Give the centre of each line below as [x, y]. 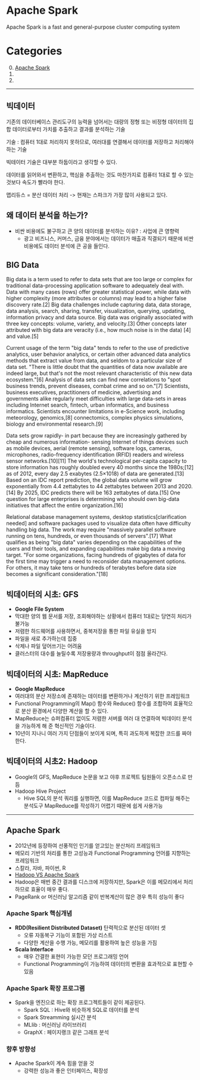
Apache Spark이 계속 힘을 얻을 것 [54, 1063]
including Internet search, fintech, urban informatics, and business [88, 405]
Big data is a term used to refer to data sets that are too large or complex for [99, 279]
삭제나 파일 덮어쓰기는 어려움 [48, 646]
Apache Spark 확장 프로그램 [46, 988]
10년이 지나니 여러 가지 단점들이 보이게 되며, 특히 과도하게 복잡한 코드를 [98, 733]
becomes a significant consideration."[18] [57, 574]
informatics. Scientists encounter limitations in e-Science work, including [96, 411]
